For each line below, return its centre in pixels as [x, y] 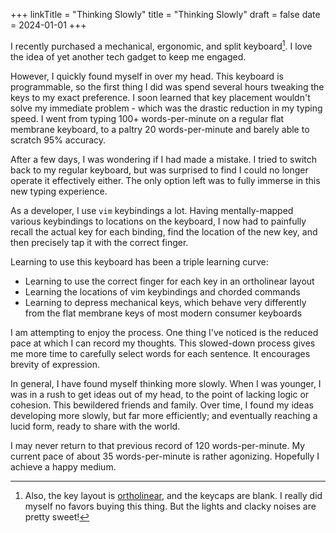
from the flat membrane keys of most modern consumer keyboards [163, 313]
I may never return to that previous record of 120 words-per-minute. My [158, 445]
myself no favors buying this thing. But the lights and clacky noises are [170, 506]
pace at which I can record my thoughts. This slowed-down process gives [163, 343]
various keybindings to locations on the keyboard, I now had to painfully [158, 221]
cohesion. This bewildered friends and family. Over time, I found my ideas [162, 405]
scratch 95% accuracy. [58, 140]
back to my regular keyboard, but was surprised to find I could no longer [159, 170]
